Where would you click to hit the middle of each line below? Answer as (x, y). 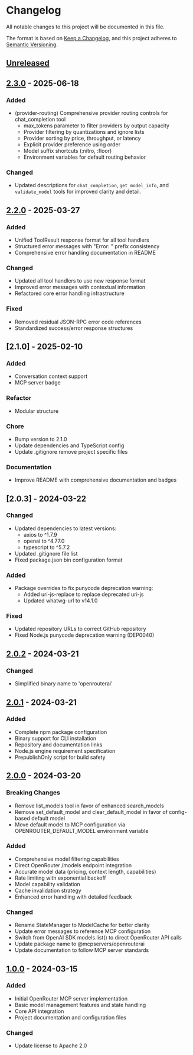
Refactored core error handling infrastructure (70, 293)
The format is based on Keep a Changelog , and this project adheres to (91, 38)
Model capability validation (48, 884)
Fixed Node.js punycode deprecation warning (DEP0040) (84, 635)
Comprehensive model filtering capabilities (67, 859)
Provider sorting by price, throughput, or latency (82, 138)
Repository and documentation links (58, 745)
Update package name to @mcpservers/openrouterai (79, 944)
